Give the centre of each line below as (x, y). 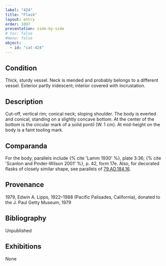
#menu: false (19, 39)
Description (24, 102)
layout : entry (20, 19)
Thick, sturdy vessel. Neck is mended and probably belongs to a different (82, 80)
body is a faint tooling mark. (34, 130)
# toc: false (19, 33)
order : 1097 (18, 24)
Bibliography (26, 218)
